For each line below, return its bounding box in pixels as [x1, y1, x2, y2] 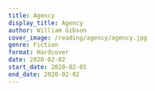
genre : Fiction [8, 41, 59, 49]
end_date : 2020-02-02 [8, 70, 80, 78]
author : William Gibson [8, 26, 87, 34]
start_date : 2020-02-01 [8, 63, 87, 71]
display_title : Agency [8, 19, 83, 27]
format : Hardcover [8, 48, 69, 56]
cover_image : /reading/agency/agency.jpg [8, 33, 148, 42]
